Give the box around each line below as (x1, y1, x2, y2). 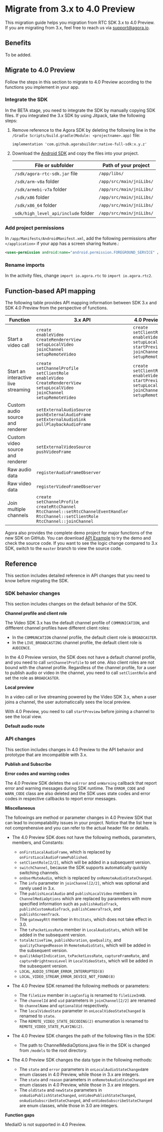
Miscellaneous (5, 805, 35, 811)
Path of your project (102, 162, 150, 169)
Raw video (7, 480, 32, 487)
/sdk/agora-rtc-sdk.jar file (14, 170, 78, 177)
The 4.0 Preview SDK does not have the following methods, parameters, (12, 834, 157, 840)
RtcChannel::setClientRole (36, 514, 98, 519)
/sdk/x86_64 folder (14, 201, 57, 208)
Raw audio (7, 466, 32, 473)
